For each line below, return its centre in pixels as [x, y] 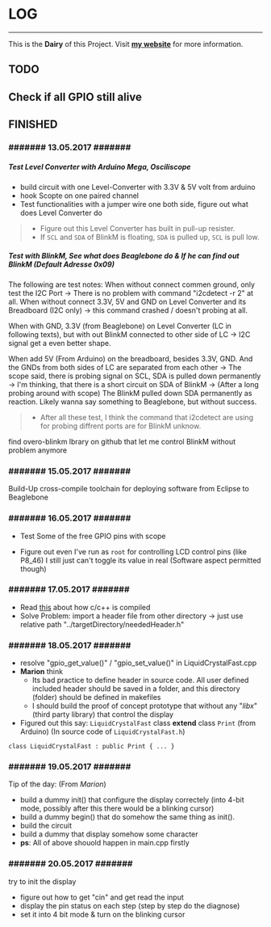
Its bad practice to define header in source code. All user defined [140, 681]
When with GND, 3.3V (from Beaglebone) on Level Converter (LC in [120, 326]
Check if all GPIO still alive [75, 97]
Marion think [41, 672]
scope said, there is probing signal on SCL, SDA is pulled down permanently [135, 376]
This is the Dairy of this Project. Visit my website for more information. [126, 44]
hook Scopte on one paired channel [79, 196]
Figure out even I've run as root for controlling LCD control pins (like [133, 551]
